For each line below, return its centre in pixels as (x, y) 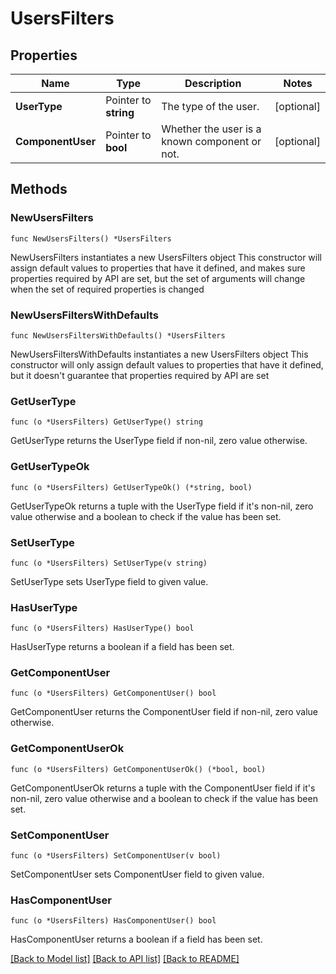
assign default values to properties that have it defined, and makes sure (158, 268)
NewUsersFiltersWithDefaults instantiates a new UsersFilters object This (159, 354)
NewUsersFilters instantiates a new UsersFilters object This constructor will (166, 257)
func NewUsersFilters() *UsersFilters (91, 238)
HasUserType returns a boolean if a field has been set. (122, 647)
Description (213, 83)
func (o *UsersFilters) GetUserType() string (106, 422)
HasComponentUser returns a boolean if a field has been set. (136, 939)
